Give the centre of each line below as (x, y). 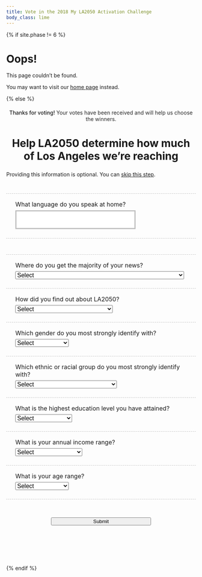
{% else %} (20, 99)
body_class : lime (28, 17)
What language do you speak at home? (71, 204)
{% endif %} (22, 568)
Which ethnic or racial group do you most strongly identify (98, 367)
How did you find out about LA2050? (67, 299)
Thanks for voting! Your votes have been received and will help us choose (101, 113)
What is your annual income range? (65, 442)
